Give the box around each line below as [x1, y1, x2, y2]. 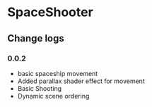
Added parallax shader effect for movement [17, 77, 145, 85]
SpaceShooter [7, 4, 93, 20]
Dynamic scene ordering [17, 92, 90, 100]
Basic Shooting [17, 84, 62, 92]
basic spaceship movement [17, 69, 98, 77]
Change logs [7, 32, 65, 44]
